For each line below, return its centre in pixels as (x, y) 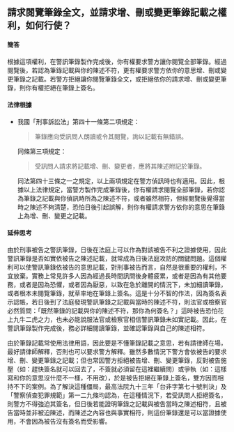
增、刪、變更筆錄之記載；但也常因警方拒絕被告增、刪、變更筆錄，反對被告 (114, 360)
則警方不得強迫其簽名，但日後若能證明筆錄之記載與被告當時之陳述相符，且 (114, 404)
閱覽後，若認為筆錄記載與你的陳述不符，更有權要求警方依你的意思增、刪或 (114, 70)
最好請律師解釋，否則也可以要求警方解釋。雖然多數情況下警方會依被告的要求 (117, 352)
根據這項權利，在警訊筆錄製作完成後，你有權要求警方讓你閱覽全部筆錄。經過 (117, 61)
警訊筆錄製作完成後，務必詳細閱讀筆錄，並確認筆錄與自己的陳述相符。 (108, 328)
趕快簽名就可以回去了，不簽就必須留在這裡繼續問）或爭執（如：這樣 (129, 369)
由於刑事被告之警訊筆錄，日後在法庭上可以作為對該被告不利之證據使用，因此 (117, 250)
